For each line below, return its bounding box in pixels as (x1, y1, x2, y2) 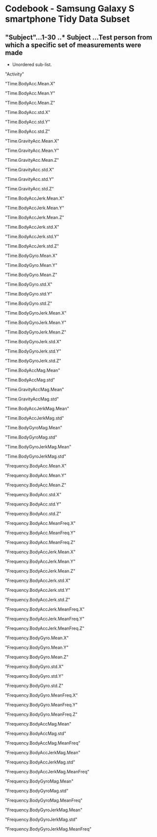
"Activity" (5, 71, 25, 77)
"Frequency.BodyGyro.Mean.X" (5, 635, 69, 641)
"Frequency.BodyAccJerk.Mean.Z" (5, 568, 76, 574)
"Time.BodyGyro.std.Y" (5, 291, 52, 296)
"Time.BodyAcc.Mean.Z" (5, 100, 55, 106)
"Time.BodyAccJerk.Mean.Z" (5, 215, 64, 220)
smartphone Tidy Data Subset (5, 13, 130, 25)
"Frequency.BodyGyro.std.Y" (5, 673, 64, 679)
